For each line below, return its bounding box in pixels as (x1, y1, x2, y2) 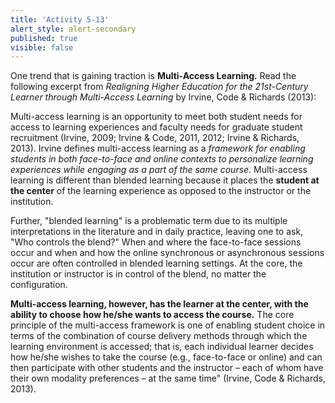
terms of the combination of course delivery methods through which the (10, 330, 308, 342)
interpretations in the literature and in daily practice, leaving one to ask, (10, 226, 304, 238)
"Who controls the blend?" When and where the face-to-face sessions (10, 236, 302, 248)
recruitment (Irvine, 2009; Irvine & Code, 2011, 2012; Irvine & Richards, (10, 132, 300, 144)
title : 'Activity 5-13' (10, 14, 110, 25)
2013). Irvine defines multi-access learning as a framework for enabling (10, 142, 306, 155)
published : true (10, 33, 78, 43)
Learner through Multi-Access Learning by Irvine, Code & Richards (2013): (10, 91, 317, 103)
